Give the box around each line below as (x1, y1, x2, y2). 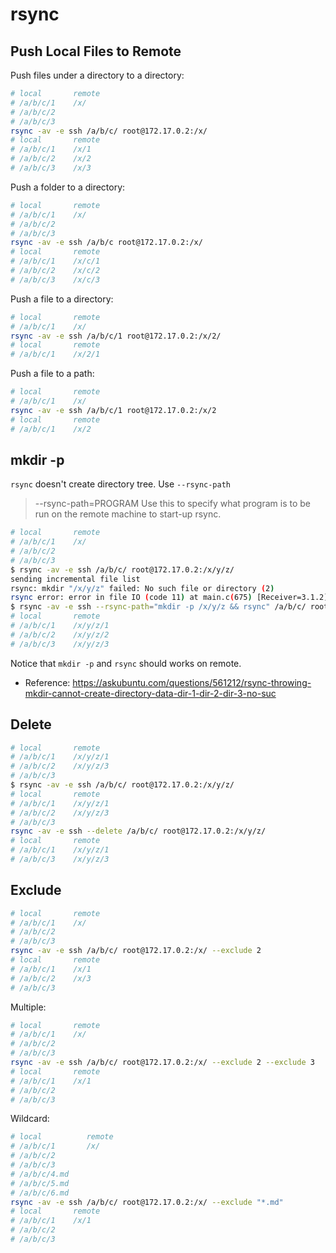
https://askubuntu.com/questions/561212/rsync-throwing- (72, 676, 312, 688)
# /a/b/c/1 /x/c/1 (10, 256, 101, 267)
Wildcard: (10, 1113, 50, 1125)
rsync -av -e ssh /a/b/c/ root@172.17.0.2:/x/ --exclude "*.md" (10, 1197, 284, 1207)
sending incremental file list (10, 574, 141, 584)
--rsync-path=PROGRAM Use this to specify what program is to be (34, 498, 311, 510)
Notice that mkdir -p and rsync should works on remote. (10, 657, 242, 669)
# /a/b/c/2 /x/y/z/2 (10, 629, 110, 640)
